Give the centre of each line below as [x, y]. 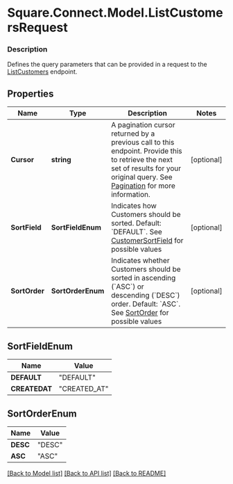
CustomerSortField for [147, 241]
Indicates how [134, 206]
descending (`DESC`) [145, 296]
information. [130, 195]
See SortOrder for [140, 313]
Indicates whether [140, 261]
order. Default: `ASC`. [146, 304]
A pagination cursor [143, 125]
